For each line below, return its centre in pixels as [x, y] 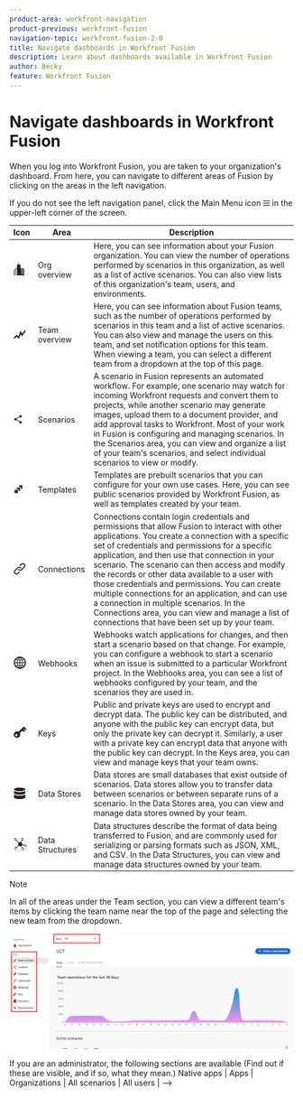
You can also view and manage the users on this [183, 335]
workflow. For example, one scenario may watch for [189, 386]
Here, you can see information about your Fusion [184, 246]
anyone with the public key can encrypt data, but [184, 724]
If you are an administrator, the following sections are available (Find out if [147, 1064]
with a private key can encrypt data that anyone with [190, 743]
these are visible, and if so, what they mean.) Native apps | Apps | [132, 1073]
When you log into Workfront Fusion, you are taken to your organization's [146, 166]
